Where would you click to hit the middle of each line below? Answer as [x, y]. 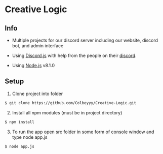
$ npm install [20, 122]
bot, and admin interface [38, 46]
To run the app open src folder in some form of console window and [83, 132]
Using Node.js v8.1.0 [33, 65]
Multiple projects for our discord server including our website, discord [85, 40]
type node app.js [30, 137]
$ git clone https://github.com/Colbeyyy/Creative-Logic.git [71, 103]
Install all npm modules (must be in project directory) [67, 112]
